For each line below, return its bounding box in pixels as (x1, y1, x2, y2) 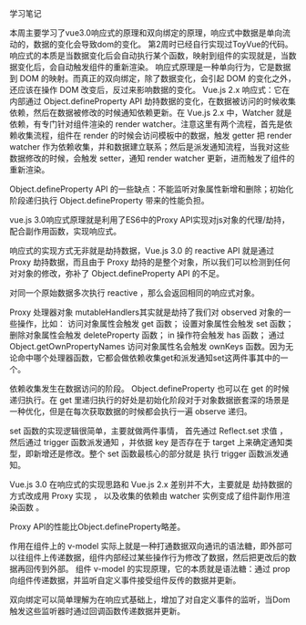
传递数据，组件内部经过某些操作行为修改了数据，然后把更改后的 (48, 552, 289, 563)
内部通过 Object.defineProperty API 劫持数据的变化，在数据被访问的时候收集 (9, 96, 296, 107)
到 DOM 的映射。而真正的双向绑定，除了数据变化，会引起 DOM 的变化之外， (9, 73, 296, 84)
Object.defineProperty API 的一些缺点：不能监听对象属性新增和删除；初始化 (9, 183, 294, 194)
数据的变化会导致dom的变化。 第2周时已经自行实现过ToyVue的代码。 (33, 39, 293, 49)
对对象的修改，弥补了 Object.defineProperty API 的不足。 (9, 268, 225, 278)
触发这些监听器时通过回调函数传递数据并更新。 (9, 606, 185, 616)
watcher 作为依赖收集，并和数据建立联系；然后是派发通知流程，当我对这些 (9, 141, 290, 152)
